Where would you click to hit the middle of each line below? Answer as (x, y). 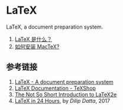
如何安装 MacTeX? (37, 46)
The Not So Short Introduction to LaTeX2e (66, 94)
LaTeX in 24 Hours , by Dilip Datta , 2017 (62, 100)
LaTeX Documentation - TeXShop (55, 88)
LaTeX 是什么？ (33, 39)
